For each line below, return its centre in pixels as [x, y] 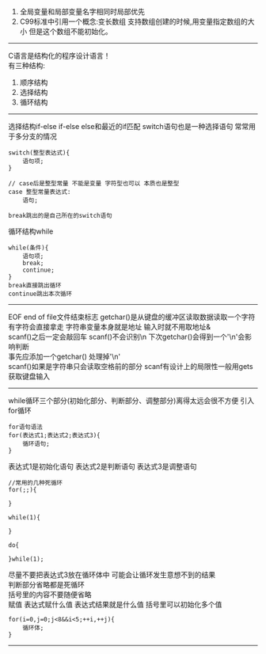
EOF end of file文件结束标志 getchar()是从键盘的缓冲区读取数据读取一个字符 [132, 317]
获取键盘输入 [29, 376]
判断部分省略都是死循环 [46, 585]
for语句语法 [26, 427]
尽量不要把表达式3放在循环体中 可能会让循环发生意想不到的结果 [112, 575]
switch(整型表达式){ [39, 153]
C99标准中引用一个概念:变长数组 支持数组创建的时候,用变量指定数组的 [133, 21]
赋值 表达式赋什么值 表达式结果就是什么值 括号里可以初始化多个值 [115, 605]
